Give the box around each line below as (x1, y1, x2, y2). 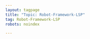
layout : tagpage (5, 7, 40, 13)
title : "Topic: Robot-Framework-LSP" (5, 12, 85, 17)
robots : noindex (5, 21, 40, 27)
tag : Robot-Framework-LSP (5, 17, 60, 22)
